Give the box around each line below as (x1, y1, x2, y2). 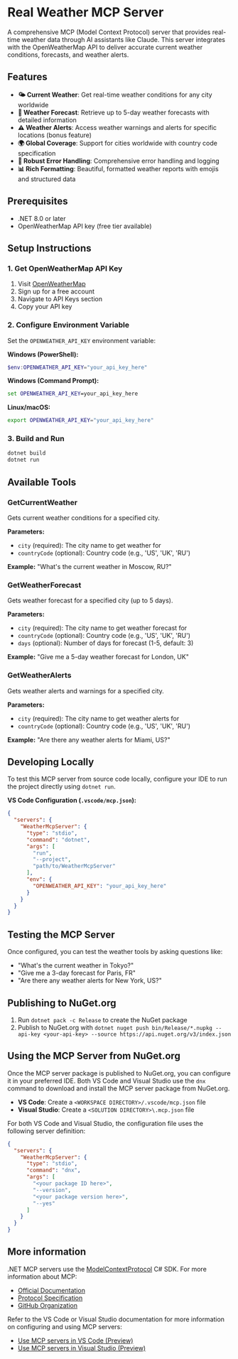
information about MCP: (7, 1272, 77, 1281)
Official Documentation (17, 1286, 85, 1294)
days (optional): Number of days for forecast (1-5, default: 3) (17, 639, 194, 647)
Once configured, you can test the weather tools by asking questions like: (7, 948, 223, 956)
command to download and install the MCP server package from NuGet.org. (7, 1084, 230, 1093)
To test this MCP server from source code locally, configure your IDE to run (7, 775, 227, 784)
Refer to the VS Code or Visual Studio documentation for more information (7, 1315, 225, 1323)
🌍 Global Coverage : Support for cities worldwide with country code (17, 139, 218, 147)
